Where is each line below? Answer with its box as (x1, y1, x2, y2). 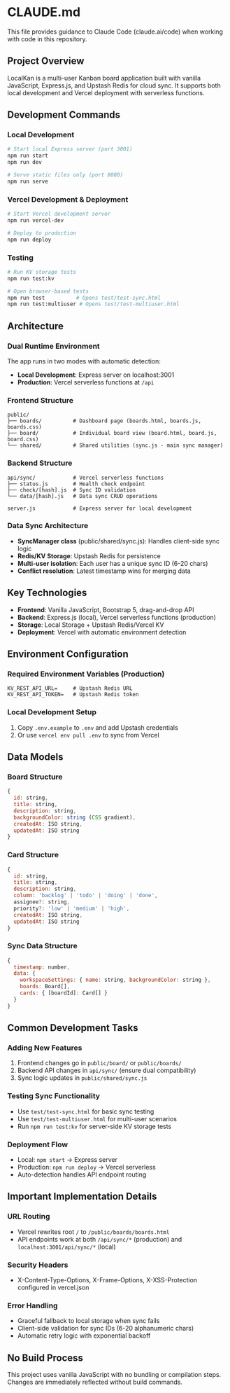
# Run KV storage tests (7, 268, 77, 275)
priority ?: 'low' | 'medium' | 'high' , (13, 905, 130, 912)
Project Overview (7, 55, 85, 67)
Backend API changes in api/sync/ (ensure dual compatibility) (17, 1066, 196, 1075)
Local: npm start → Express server (17, 1155, 117, 1163)
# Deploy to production (7, 229, 77, 237)
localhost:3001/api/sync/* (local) (17, 1242, 117, 1251)
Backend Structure (7, 458, 73, 468)
